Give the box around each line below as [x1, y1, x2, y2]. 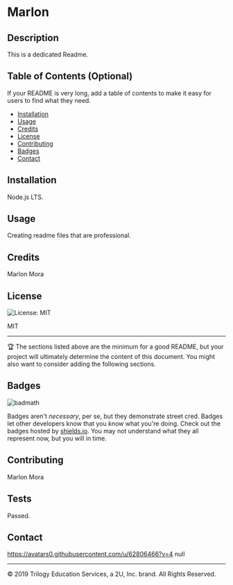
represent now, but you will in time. [7, 434, 107, 442]
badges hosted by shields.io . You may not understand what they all [7, 426, 199, 435]
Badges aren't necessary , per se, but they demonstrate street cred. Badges [7, 412, 223, 420]
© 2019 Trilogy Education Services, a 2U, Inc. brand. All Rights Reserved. [7, 570, 216, 578]
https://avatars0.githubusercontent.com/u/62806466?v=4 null [7, 550, 185, 559]
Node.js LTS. [7, 193, 44, 201]
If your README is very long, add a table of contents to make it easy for [7, 88, 212, 97]
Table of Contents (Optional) [7, 70, 133, 82]
